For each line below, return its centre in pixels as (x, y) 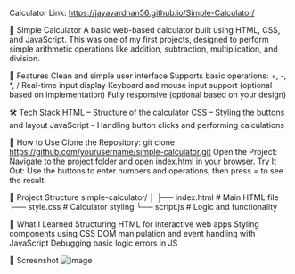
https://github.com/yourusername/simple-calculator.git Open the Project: (143, 152)
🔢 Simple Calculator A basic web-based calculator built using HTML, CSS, (145, 30)
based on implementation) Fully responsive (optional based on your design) (148, 94)
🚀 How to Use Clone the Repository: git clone (92, 142)
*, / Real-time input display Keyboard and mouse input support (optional (141, 85)
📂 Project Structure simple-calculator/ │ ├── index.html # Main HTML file (144, 197)
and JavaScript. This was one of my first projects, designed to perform (139, 40)
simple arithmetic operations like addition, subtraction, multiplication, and (143, 49)
